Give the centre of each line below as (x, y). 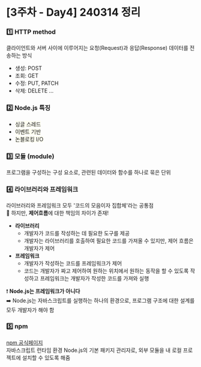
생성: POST (28, 68)
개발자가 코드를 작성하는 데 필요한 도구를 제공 (77, 233)
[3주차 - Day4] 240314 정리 (73, 12)
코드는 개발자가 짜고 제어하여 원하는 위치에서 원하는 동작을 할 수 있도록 (106, 271)
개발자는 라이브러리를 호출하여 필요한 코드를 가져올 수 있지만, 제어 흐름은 (109, 241)
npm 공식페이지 (25, 342)
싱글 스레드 (28, 124)
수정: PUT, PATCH (37, 83)
